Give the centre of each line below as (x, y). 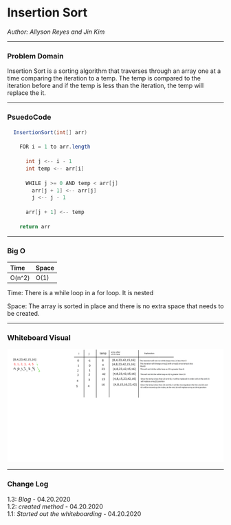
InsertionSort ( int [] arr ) (51, 132)
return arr (35, 226)
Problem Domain (35, 56)
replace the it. (27, 93)
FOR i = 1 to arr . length (55, 147)
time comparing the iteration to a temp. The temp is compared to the (104, 78)
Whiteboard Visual (39, 338)
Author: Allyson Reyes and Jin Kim (56, 32)
